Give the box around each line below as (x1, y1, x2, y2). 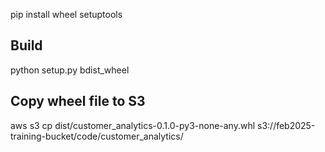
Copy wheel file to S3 (10, 93, 146, 110)
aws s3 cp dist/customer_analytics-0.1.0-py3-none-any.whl (10, 119, 256, 131)
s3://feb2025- (257, 119, 316, 131)
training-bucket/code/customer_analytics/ (10, 130, 184, 142)
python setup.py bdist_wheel (10, 64, 130, 76)
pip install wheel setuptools (10, 9, 123, 20)
